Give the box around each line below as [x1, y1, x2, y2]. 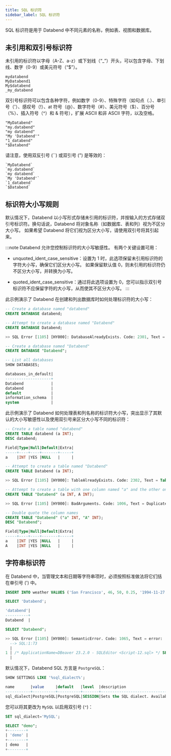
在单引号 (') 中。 [5, 579, 40, 585]
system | [5, 400, 53, 405]
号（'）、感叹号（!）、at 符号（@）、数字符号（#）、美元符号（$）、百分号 [5, 104, 155, 110]
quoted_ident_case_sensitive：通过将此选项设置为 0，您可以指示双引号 [12, 279, 162, 285]
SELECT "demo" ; [5, 723, 38, 728]
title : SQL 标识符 [5, 7, 42, 13]
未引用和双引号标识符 [5, 43, 72, 52]
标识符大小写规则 [5, 200, 59, 208]
